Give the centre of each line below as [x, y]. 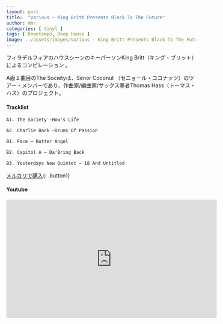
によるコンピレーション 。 [38, 65]
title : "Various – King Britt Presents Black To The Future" [86, 17]
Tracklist [17, 107]
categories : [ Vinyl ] [35, 29]
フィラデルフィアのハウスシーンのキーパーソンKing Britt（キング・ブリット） [100, 57]
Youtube [17, 189]
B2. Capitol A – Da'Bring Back [45, 152]
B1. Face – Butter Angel [37, 141]
